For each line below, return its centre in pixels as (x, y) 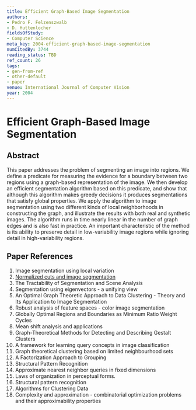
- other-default (26, 77)
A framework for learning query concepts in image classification (92, 345)
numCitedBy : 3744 (28, 50)
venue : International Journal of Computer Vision (68, 88)
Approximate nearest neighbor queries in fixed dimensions (85, 370)
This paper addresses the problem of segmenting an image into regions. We (98, 169)
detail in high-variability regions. (45, 238)
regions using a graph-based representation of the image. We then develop (97, 182)
